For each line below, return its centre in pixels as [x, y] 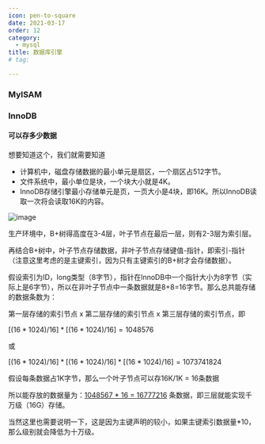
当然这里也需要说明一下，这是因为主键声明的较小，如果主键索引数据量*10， [132, 422]
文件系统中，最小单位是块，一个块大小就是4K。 [97, 181]
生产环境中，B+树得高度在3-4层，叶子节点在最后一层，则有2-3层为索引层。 [132, 233]
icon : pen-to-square [42, 15]
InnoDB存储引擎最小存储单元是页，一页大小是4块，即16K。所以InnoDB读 [138, 191]
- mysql [28, 45]
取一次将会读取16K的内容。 [64, 201]
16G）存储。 [49, 404]
